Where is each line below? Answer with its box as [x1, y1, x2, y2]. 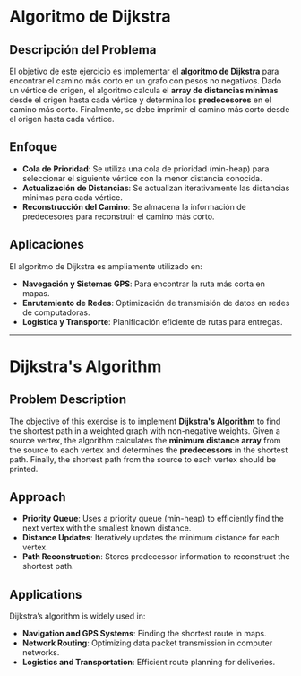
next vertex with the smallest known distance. [21, 522, 192, 533]
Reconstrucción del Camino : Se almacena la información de [21, 201, 246, 212]
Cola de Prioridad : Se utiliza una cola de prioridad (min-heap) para [21, 163, 270, 174]
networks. [21, 647, 60, 658]
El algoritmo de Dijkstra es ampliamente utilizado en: [9, 260, 203, 271]
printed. [9, 463, 39, 474]
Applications [9, 586, 82, 602]
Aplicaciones [9, 237, 85, 252]
